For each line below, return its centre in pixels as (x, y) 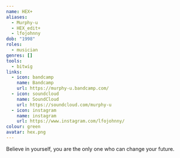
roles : (14, 45)
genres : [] (19, 55)
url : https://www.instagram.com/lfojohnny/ (71, 121)
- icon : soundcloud (35, 94)
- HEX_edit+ (26, 28)
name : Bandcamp (35, 83)
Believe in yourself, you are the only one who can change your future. (90, 149)
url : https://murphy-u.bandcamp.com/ (63, 88)
